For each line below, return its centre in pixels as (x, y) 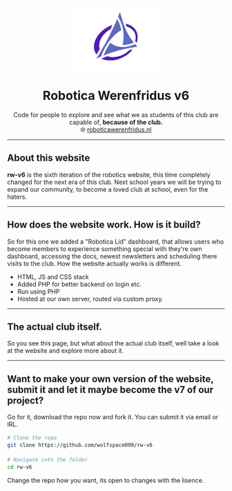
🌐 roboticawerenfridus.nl (116, 129)
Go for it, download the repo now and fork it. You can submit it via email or (113, 417)
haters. (17, 197)
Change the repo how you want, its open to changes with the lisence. (106, 480)
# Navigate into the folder (48, 460)
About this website (49, 158)
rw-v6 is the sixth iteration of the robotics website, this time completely (109, 174)
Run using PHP (38, 291)
